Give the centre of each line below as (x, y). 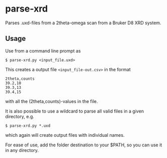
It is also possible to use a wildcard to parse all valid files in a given (75, 111)
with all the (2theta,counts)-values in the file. (52, 101)
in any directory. (22, 150)
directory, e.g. (20, 116)
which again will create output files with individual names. (65, 135)
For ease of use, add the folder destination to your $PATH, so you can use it (84, 145)
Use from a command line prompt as (43, 50)
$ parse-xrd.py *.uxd (28, 126)
